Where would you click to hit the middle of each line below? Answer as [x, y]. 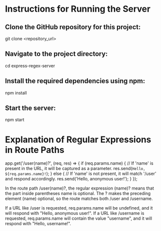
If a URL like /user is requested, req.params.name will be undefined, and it [79, 208]
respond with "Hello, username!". [38, 224]
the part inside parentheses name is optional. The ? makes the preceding [78, 193]
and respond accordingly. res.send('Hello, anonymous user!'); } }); [71, 179]
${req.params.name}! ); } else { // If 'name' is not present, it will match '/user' [81, 173]
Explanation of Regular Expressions [78, 139]
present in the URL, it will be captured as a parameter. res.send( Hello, [75, 169]
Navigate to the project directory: [56, 54]
